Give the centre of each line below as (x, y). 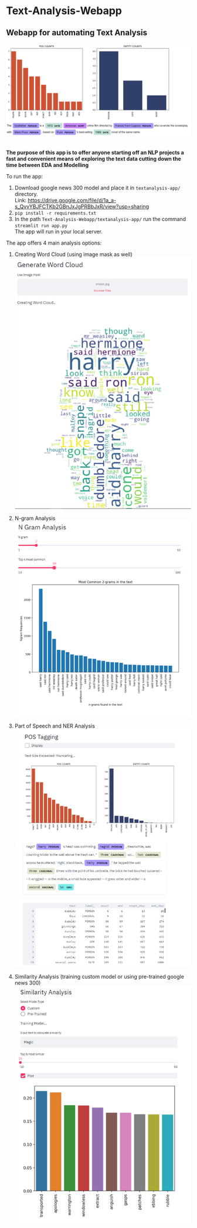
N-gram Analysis (35, 518)
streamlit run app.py (41, 226)
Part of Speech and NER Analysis (55, 726)
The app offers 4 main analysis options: (54, 243)
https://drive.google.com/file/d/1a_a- (72, 200)
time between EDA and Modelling (47, 165)
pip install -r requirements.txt (55, 213)
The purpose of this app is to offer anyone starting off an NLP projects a (95, 152)
